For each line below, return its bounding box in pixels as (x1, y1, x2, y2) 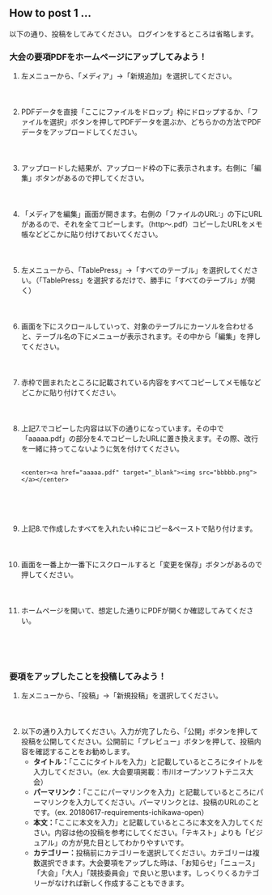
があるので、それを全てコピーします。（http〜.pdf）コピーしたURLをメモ (20, 219, 263, 229)
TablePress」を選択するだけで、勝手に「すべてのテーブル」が (42, 275, 249, 286)
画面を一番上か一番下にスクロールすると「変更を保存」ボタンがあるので (20, 560, 262, 570)
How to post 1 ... (9, 6, 92, 20)
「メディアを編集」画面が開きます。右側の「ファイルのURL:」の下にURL (20, 210, 263, 219)
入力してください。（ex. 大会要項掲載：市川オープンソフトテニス (32, 767, 247, 777)
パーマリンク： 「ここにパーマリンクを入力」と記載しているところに (32, 787, 257, 797)
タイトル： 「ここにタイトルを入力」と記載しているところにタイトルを (32, 757, 264, 767)
